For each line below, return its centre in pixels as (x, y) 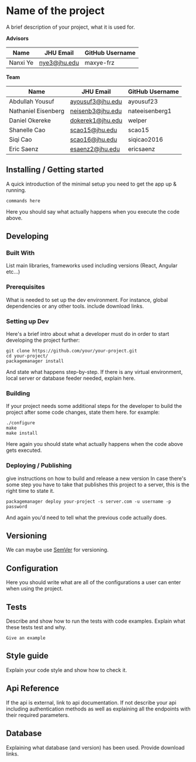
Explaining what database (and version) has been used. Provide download (95, 747)
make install (22, 433)
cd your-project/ (27, 356)
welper (137, 120)
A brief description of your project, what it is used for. (71, 27)
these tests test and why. (36, 627)
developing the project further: (43, 340)
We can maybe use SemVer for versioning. (57, 550)
